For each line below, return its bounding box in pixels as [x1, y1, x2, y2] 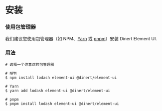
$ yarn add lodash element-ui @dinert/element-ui [5, 88, 111, 93]
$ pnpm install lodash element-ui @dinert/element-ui [5, 101, 120, 106]
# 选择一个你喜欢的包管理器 [5, 62, 55, 67]
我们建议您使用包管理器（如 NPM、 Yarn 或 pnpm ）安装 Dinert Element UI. [5, 36, 158, 42]
